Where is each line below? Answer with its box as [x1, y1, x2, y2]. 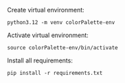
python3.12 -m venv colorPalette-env [7, 19, 115, 26]
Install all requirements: [7, 56, 73, 64]
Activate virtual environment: [7, 31, 89, 39]
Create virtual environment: [7, 6, 84, 14]
